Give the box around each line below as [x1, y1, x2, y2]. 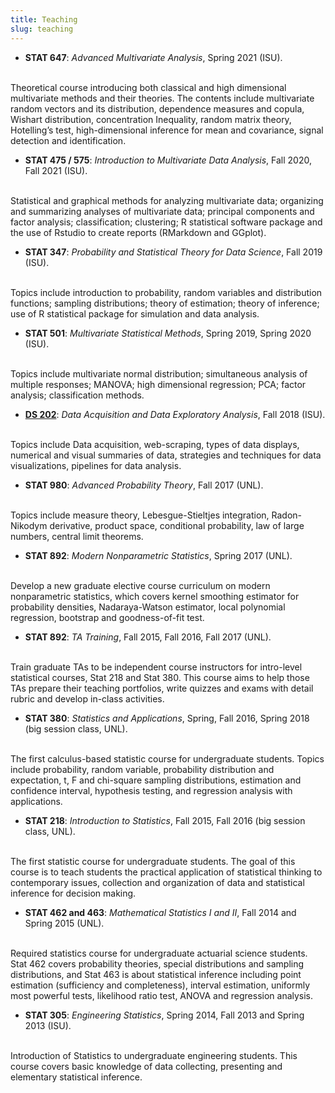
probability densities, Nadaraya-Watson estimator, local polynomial [10, 601, 286, 613]
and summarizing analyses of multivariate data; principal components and [10, 205, 315, 217]
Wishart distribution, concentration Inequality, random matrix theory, [10, 113, 292, 125]
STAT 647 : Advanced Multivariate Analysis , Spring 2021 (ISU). [24, 51, 283, 63]
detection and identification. [10, 134, 127, 146]
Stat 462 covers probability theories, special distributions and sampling [10, 957, 305, 970]
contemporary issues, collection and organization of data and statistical [10, 876, 305, 888]
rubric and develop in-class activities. [10, 692, 165, 705]
